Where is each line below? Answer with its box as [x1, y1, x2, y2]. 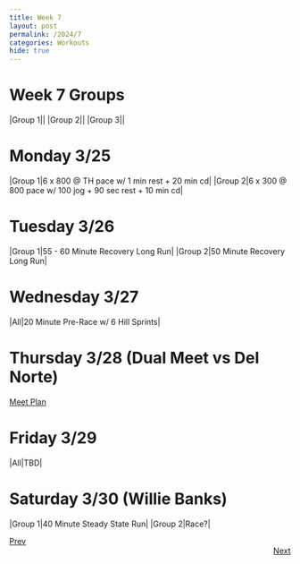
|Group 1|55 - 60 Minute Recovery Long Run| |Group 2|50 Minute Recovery [9, 245, 286, 256]
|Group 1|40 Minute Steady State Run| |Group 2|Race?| [9, 518, 212, 529]
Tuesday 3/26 [9, 217, 115, 237]
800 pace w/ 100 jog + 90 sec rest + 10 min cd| [9, 185, 183, 195]
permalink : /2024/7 [9, 30, 82, 38]
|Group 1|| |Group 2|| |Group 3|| [9, 115, 125, 125]
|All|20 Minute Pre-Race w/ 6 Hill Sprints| [9, 316, 161, 327]
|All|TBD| [9, 457, 43, 468]
